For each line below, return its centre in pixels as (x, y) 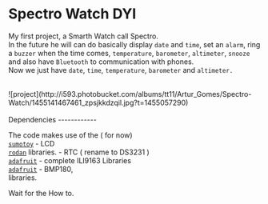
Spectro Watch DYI (72, 14)
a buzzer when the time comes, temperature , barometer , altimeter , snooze (129, 53)
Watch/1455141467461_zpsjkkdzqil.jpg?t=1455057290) (98, 102)
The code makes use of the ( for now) (71, 135)
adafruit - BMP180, (41, 169)
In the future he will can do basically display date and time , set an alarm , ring (134, 44)
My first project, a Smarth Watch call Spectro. (83, 36)
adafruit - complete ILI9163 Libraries (70, 160)
